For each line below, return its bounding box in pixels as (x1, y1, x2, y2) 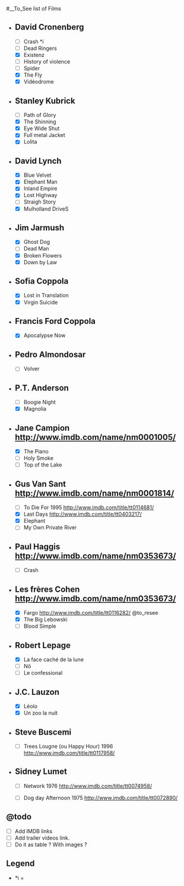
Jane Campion (14, 423, 70, 433)
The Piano (23, 448, 49, 455)
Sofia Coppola (14, 276, 69, 287)
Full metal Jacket (23, 132, 65, 139)
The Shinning (23, 118, 56, 125)
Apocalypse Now (23, 332, 66, 339)
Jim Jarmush (14, 223, 65, 233)
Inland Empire (23, 185, 58, 192)
